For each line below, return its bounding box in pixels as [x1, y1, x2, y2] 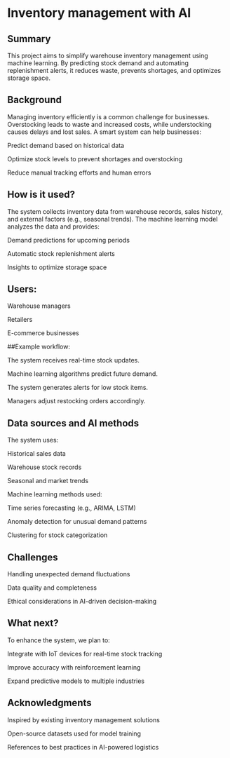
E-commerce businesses [7, 329, 79, 337]
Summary [7, 33, 51, 45]
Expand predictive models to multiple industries [7, 677, 145, 685]
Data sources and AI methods [7, 417, 140, 429]
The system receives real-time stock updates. [7, 356, 140, 365]
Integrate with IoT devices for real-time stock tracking [7, 649, 163, 658]
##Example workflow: [7, 342, 70, 351]
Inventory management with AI [7, 5, 191, 21]
